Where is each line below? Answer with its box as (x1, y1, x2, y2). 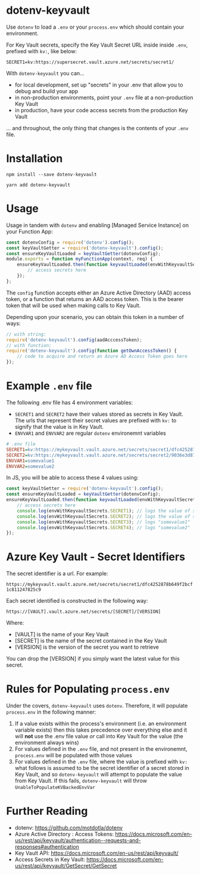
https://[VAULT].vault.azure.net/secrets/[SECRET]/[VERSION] (6, 609, 161, 615)
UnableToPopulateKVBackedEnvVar (14, 785, 95, 791)
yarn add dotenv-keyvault (6, 182, 70, 188)
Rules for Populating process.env (6, 682, 170, 696)
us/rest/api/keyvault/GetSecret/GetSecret (14, 862, 117, 870)
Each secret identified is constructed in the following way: (6, 597, 148, 604)
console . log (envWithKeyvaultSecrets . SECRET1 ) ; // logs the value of (17, 508, 190, 514)
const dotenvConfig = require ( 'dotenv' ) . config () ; (6, 240, 135, 245)
